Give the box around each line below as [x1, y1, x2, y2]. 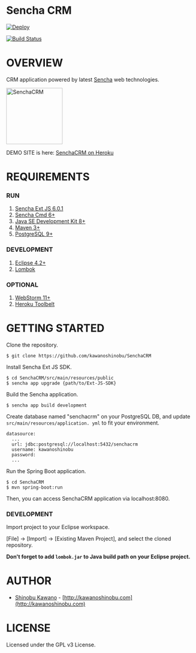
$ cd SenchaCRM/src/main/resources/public [6, 375, 114, 381]
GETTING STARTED [6, 321, 105, 335]
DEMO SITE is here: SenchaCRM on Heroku [6, 149, 114, 156]
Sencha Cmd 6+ [14, 211, 56, 219]
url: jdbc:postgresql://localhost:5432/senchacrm [11, 441, 138, 447]
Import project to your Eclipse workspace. [6, 523, 110, 531]
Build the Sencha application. [6, 390, 79, 398]
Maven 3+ [14, 224, 40, 231]
